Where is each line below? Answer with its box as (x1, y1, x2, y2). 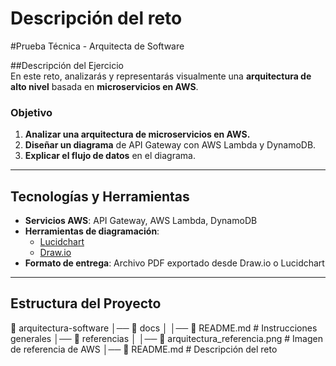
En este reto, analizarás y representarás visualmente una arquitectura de (10, 70, 312, 82)
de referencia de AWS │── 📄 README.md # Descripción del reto (10, 343, 278, 355)
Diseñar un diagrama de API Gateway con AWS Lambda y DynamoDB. (24, 139, 317, 151)
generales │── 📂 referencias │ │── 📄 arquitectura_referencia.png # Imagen (10, 332, 323, 344)
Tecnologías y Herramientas (10, 188, 190, 205)
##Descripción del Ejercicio (10, 59, 124, 71)
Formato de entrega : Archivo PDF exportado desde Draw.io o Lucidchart (24, 257, 325, 269)
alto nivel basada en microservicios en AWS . (10, 80, 199, 92)
